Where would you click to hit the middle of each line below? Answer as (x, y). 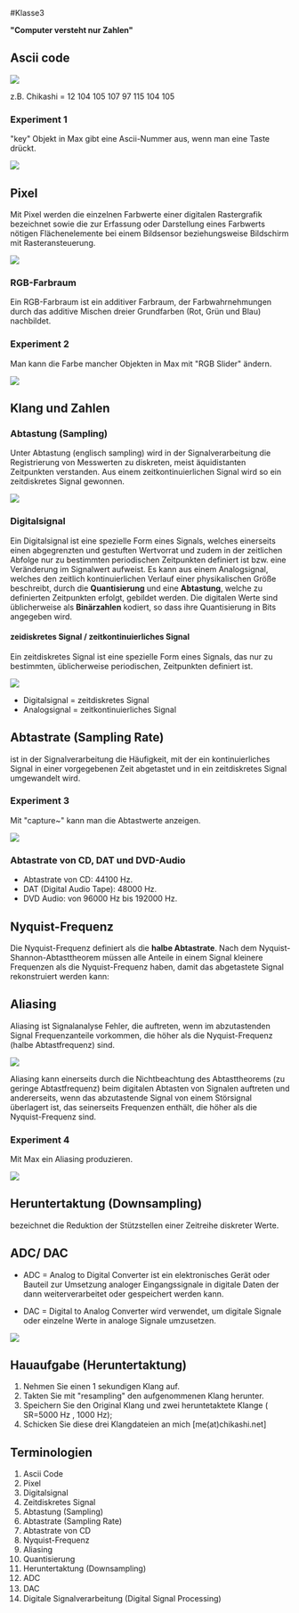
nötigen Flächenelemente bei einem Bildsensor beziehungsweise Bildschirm (149, 233)
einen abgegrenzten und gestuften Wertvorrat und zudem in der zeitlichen (146, 550)
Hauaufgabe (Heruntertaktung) (99, 1366)
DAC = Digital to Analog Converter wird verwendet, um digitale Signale (152, 1311)
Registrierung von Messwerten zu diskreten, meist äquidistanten (128, 463)
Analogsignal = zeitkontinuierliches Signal (100, 709)
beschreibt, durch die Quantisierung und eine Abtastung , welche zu (137, 588)
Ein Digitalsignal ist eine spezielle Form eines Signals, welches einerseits (143, 540)
